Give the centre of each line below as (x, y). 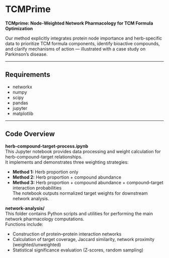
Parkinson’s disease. (26, 54)
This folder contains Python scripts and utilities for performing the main (79, 213)
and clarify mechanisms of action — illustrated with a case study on (75, 49)
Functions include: (24, 224)
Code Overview (30, 134)
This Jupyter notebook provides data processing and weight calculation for (83, 151)
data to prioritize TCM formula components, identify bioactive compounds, (82, 43)
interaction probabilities (37, 188)
